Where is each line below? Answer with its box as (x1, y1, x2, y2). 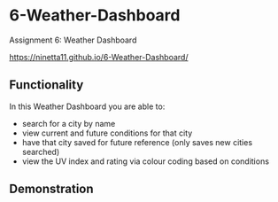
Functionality (9, 77, 84, 93)
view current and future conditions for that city (21, 128, 193, 138)
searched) (21, 146, 60, 157)
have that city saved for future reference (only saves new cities (21, 136, 253, 147)
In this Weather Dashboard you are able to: (9, 101, 166, 112)
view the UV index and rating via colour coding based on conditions (21, 156, 270, 167)
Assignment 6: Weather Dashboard (9, 35, 137, 45)
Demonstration (9, 182, 95, 197)
